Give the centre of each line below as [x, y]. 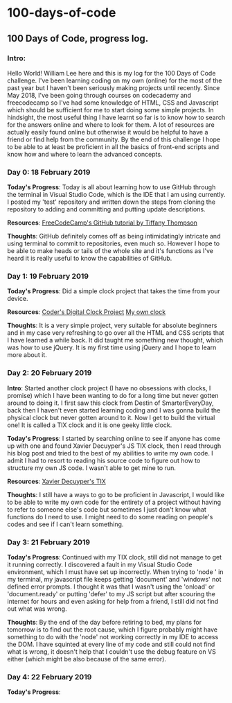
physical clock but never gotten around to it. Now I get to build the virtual [111, 417]
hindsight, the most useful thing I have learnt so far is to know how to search [116, 117]
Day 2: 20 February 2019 [50, 373]
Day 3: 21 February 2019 [49, 542]
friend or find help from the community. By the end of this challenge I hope [114, 139]
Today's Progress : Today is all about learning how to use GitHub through [111, 187]
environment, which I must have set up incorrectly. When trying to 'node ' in [115, 572]
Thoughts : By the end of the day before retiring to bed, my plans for [105, 623]
